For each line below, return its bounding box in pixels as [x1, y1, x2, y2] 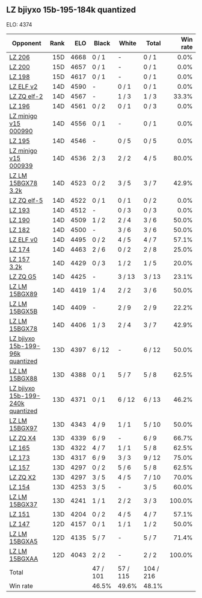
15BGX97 [9, 424, 38, 432]
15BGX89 [9, 290, 38, 298]
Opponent [11, 39, 41, 47]
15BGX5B [9, 307, 38, 316]
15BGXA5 [9, 537, 38, 546]
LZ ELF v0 [9, 235, 38, 244]
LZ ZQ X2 [9, 473, 36, 482]
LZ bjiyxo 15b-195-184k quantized [6, 5, 136, 15]
